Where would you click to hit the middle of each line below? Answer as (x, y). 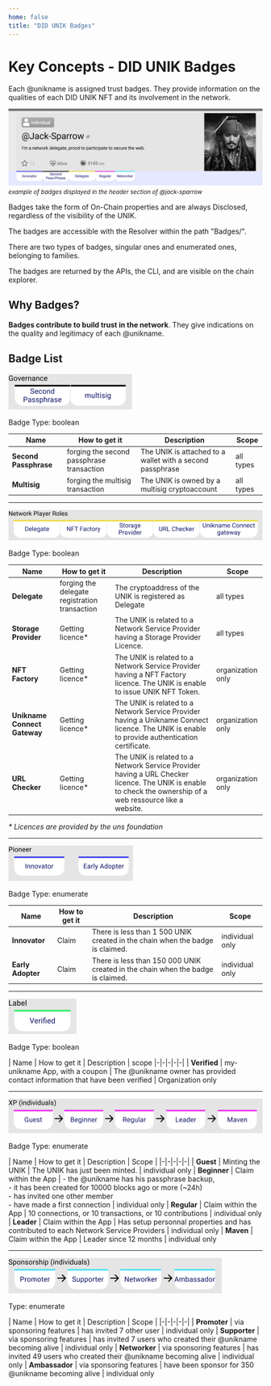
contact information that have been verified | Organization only (113, 1080)
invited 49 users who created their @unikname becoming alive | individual (131, 1356)
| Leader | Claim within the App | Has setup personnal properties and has (130, 1222)
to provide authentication (156, 737)
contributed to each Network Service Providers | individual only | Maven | (131, 1230)
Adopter (26, 973)
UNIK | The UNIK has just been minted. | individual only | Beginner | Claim (131, 1170)
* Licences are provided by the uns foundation (86, 826)
